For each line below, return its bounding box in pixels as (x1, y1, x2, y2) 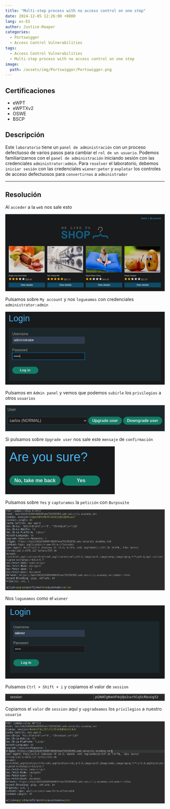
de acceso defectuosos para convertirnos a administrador (5, 171, 128, 177)
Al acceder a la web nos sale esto (5, 204, 72, 210)
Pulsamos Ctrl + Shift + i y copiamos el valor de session (5, 683, 129, 689)
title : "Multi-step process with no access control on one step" (5, 8, 146, 13)
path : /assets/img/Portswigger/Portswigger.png (10, 67, 112, 72)
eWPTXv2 (12, 105, 34, 112)
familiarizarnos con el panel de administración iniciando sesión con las (5, 155, 155, 161)
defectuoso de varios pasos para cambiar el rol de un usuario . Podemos (5, 150, 159, 156)
